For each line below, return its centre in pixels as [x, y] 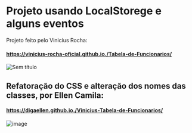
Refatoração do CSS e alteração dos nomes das [96, 86]
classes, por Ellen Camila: [55, 95]
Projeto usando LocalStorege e [84, 11]
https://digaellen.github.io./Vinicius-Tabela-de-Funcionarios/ [85, 110]
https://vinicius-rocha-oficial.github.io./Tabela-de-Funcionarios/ [89, 54]
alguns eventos [45, 24]
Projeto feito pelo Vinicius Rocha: [47, 40]
